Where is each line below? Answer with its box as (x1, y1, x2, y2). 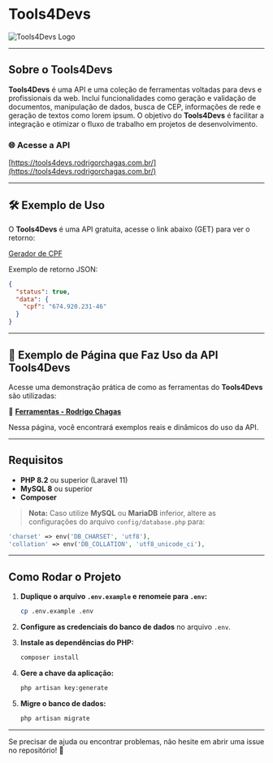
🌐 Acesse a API (8, 139, 71, 150)
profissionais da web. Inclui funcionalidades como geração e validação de (8, 93, 257, 102)
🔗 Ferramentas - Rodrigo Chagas (8, 406, 122, 416)
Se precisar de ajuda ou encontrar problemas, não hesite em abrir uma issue (8, 736, 265, 746)
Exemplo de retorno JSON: (8, 264, 98, 274)
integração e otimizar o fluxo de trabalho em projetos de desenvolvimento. (8, 119, 258, 128)
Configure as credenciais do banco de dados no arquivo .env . (19, 622, 232, 632)
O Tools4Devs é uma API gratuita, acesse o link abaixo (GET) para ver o (8, 224, 250, 234)
